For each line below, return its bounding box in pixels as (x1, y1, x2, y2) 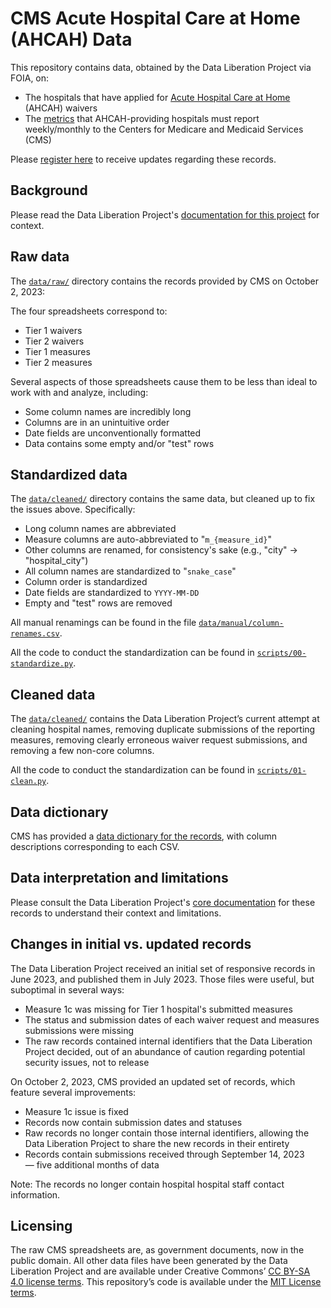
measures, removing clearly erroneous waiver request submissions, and (10, 734, 308, 746)
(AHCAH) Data (10, 28, 133, 51)
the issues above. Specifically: (10, 503, 136, 516)
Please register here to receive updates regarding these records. (10, 153, 277, 165)
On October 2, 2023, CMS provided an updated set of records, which (10, 1075, 296, 1087)
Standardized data (10, 466, 128, 483)
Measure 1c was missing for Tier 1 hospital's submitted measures (24, 1003, 293, 1015)
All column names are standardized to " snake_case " (24, 565, 237, 577)
